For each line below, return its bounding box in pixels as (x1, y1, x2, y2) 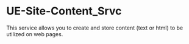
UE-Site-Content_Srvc (6, 4, 122, 18)
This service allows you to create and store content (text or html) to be (6, 24, 184, 31)
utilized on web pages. (6, 30, 63, 37)
